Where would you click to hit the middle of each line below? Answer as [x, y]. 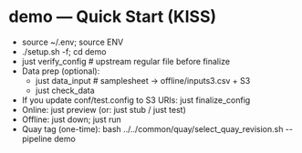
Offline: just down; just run [72, 119]
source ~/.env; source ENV [73, 42]
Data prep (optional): [61, 71]
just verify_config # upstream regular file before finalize [125, 61]
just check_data [65, 90]
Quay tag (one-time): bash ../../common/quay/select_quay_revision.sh [152, 128]
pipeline [36, 138]
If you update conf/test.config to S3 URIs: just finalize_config [136, 100]
